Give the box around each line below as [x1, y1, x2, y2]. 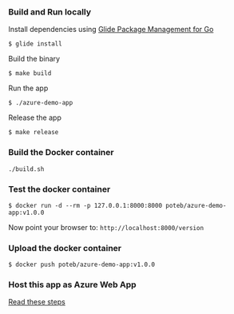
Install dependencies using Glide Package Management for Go [8, 25, 214, 34]
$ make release [8, 129, 59, 137]
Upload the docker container [8, 242, 122, 253]
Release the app [8, 113, 61, 122]
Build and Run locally [8, 6, 92, 18]
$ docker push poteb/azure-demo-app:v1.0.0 [8, 260, 156, 269]
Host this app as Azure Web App [8, 279, 137, 290]
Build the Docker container [8, 147, 114, 158]
